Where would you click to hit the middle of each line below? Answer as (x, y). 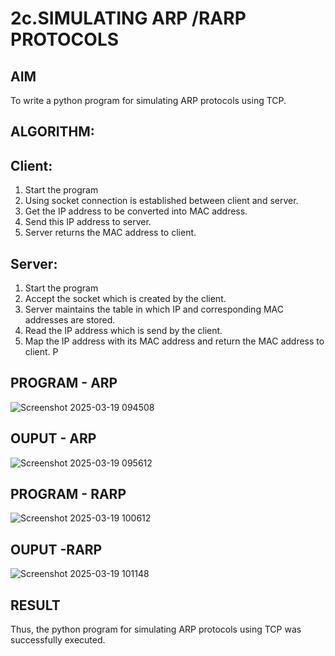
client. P (41, 352)
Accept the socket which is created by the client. (125, 299)
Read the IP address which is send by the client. (123, 331)
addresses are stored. (70, 320)
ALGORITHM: (52, 132)
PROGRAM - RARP (68, 494)
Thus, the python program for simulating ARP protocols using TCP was (156, 629)
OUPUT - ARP (53, 438)
